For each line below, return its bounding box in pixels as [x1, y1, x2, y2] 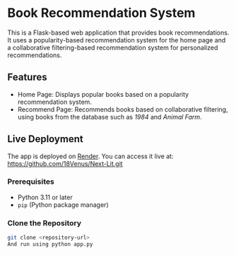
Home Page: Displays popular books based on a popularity [17, 90, 189, 98]
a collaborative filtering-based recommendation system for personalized [7, 43, 218, 52]
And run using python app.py [7, 241, 93, 248]
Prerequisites [7, 177, 54, 186]
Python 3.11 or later [17, 193, 73, 201]
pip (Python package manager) [17, 200, 109, 209]
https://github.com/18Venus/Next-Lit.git [7, 159, 123, 167]
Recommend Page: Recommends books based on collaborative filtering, [17, 105, 228, 114]
